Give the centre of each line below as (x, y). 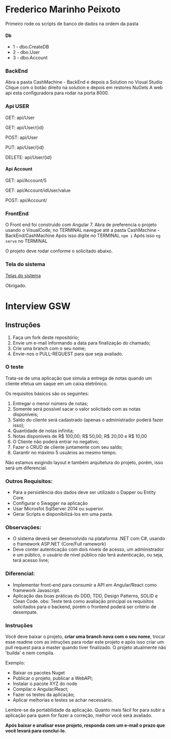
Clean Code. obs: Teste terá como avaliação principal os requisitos (83, 601)
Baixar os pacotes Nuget (39, 673)
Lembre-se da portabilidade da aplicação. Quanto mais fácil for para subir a (85, 710)
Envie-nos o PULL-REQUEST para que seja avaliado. (68, 354)
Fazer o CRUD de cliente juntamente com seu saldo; (68, 447)
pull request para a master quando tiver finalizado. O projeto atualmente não (86, 648)
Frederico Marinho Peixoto (63, 9)
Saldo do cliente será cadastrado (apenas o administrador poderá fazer (88, 420)
